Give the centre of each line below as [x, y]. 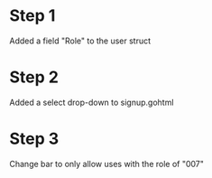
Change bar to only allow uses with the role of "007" [107, 164]
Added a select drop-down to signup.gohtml [92, 102]
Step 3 [34, 139]
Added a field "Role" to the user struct [80, 41]
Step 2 [34, 77]
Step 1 [32, 16]
